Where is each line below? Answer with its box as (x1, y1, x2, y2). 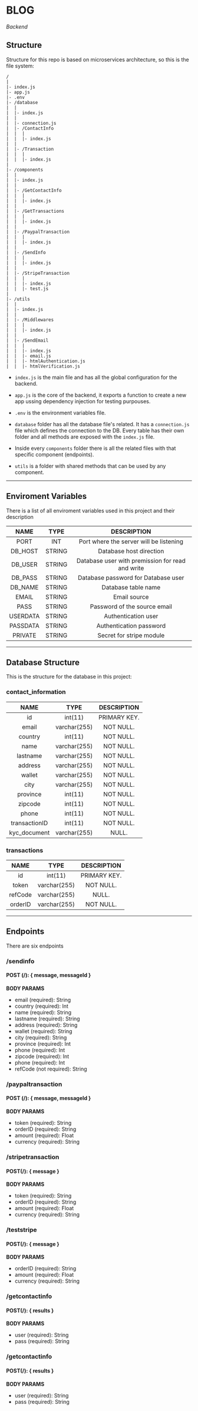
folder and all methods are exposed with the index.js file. (14, 433, 155, 440)
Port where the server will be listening (78, 537, 184, 546)
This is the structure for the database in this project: (6, 673, 132, 680)
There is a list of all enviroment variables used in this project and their (6, 507, 175, 514)
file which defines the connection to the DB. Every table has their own (14, 427, 184, 434)
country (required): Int (14, 1003, 69, 1010)
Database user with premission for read (76, 556, 186, 565)
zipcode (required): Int (14, 1053, 70, 1060)
